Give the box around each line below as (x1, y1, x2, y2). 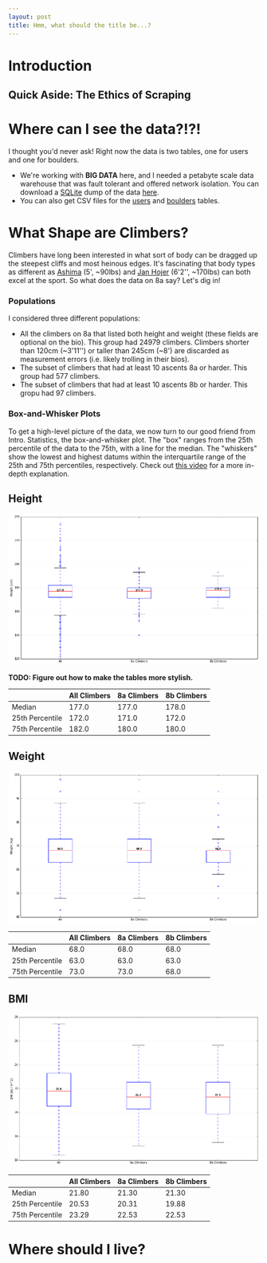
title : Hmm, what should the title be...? (8, 21, 151, 30)
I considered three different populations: (8, 313, 141, 323)
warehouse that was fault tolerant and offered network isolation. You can (19, 179, 259, 189)
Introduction (8, 57, 92, 75)
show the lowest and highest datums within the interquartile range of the (8, 451, 246, 462)
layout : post (8, 13, 52, 21)
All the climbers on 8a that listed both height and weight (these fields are (19, 329, 259, 339)
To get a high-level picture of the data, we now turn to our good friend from (8, 427, 257, 436)
